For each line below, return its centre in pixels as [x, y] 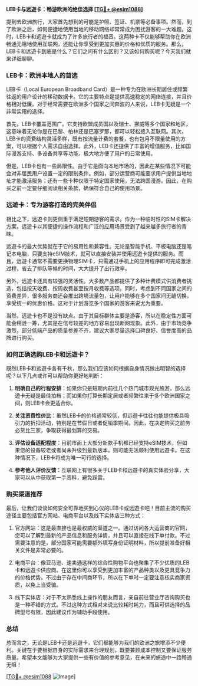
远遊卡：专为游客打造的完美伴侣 [52, 205]
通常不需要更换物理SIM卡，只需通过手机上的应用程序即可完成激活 [111, 261]
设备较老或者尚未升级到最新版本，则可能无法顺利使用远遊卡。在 [108, 450]
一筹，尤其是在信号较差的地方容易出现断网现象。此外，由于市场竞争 [109, 323]
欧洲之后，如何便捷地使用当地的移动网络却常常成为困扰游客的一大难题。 [99, 29]
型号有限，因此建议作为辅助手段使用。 [66, 612]
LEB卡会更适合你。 [53, 403]
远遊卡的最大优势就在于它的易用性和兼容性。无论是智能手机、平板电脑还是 [96, 246]
